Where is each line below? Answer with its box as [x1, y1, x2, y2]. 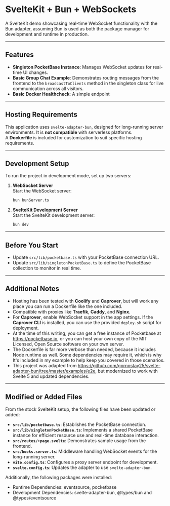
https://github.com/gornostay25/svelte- [77, 362, 161, 368]
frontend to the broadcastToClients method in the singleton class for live [12, 80, 164, 86]
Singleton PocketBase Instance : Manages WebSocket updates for [12, 64, 152, 70]
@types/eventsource [12, 495, 57, 501]
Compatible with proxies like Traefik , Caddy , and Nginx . [12, 308, 131, 315]
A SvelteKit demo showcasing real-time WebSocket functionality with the [5, 20, 158, 26]
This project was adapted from [12, 362, 77, 368]
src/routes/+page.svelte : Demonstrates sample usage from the [12, 437, 146, 444]
